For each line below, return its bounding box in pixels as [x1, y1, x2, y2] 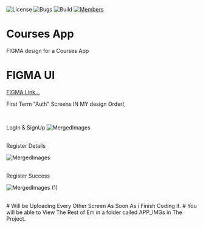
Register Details [6, 142, 46, 149]
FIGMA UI [6, 69, 55, 82]
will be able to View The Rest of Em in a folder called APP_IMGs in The [6, 209, 182, 216]
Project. [6, 215, 26, 222]
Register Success [6, 172, 50, 179]
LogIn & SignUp [6, 123, 46, 131]
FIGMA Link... [6, 88, 41, 95]
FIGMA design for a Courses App [6, 47, 89, 54]
